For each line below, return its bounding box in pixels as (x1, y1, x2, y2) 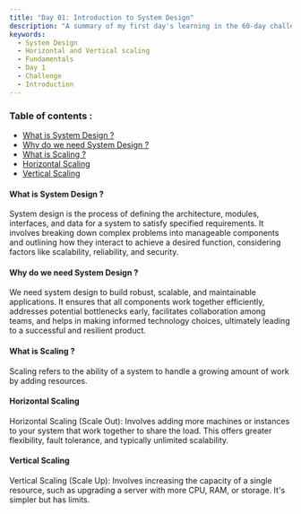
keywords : (9, 30, 47, 39)
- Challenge (17, 72, 63, 81)
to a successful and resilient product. (9, 325, 146, 336)
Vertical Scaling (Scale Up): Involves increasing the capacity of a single (9, 475, 272, 485)
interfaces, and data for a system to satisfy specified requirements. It (9, 218, 264, 229)
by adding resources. (9, 375, 88, 386)
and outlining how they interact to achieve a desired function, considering (9, 237, 281, 248)
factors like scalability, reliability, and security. (9, 247, 179, 257)
